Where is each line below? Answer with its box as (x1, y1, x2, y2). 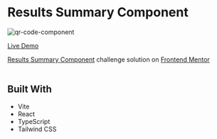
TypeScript (17, 117, 51, 126)
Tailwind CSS (17, 125, 57, 133)
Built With (7, 83, 52, 96)
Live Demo (7, 41, 39, 50)
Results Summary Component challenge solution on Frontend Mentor (7, 55, 210, 64)
